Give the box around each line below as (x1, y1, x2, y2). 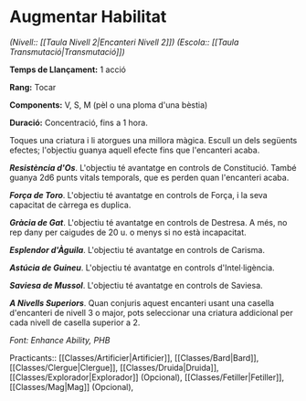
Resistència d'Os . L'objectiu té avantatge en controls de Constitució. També (9, 162, 297, 173)
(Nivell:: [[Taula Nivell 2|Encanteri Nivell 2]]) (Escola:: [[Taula (9, 37, 239, 47)
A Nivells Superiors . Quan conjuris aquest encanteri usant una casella (9, 297, 275, 308)
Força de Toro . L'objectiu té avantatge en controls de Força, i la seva (9, 189, 268, 200)
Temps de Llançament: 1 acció (9, 64, 126, 75)
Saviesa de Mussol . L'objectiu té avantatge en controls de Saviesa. (9, 280, 263, 290)
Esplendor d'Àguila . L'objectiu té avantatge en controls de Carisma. (9, 244, 265, 255)
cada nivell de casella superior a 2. (9, 317, 141, 328)
